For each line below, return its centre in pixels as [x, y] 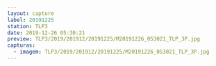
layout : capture [31, 13]
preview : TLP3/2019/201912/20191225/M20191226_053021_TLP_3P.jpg [103, 39]
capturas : [22, 45]
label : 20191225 [31, 20]
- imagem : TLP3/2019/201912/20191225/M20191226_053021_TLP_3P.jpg [111, 52]
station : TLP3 [28, 26]
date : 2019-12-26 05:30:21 [46, 33]
